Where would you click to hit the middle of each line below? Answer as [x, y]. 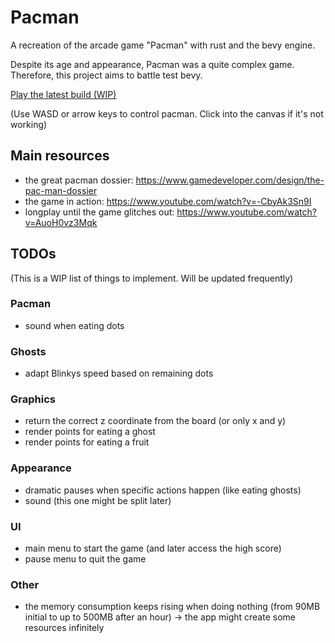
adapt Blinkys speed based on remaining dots [119, 373]
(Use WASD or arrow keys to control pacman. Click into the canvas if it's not [167, 113]
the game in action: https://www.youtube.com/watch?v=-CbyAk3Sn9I [168, 201]
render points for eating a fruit [87, 442]
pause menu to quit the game [85, 559]
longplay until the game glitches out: [99, 212]
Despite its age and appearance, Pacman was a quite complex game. [152, 64]
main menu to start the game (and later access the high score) [153, 548]
